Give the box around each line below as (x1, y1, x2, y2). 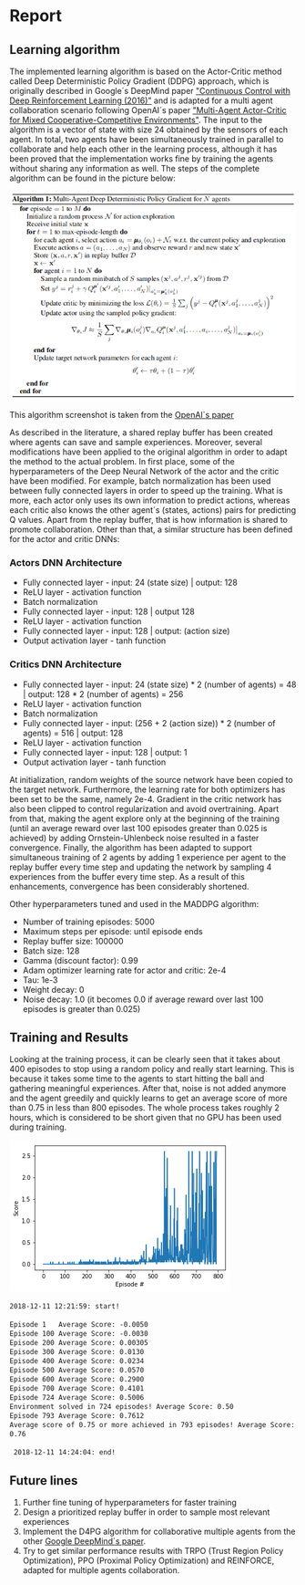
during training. (9, 1121, 67, 1132)
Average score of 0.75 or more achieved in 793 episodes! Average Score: (9, 1421, 296, 1430)
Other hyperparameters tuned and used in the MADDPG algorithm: (9, 898, 259, 909)
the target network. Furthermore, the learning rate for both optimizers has (9, 784, 286, 795)
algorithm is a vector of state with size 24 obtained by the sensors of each (9, 124, 289, 135)
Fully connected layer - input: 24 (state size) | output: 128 (22, 577, 239, 589)
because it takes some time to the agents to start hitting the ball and (9, 1073, 265, 1084)
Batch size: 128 (22, 945, 80, 956)
